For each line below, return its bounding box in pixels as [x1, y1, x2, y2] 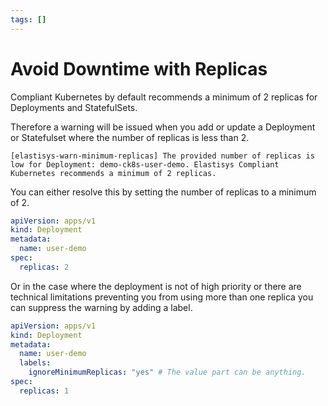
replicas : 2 [19, 262, 70, 272]
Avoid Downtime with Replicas [10, 57, 268, 80]
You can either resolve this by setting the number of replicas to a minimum [10, 186, 317, 198]
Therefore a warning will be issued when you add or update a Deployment [10, 121, 316, 133]
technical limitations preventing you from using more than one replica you [10, 291, 314, 303]
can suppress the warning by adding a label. [10, 301, 193, 313]
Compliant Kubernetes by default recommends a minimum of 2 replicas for [10, 91, 318, 103]
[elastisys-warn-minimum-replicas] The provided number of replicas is [10, 151, 315, 161]
